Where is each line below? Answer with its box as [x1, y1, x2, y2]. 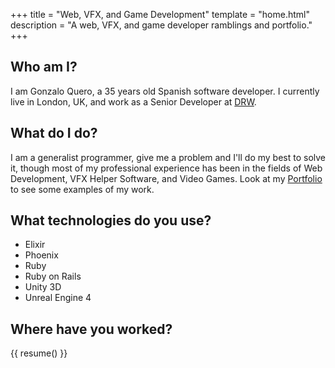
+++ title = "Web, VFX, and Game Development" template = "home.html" [10, 9, 311, 20]
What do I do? [10, 125, 98, 142]
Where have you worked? [10, 320, 173, 338]
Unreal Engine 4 [24, 292, 92, 304]
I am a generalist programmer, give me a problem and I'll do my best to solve [10, 151, 327, 163]
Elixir [24, 239, 46, 251]
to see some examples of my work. [10, 183, 155, 195]
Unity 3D [24, 281, 62, 293]
